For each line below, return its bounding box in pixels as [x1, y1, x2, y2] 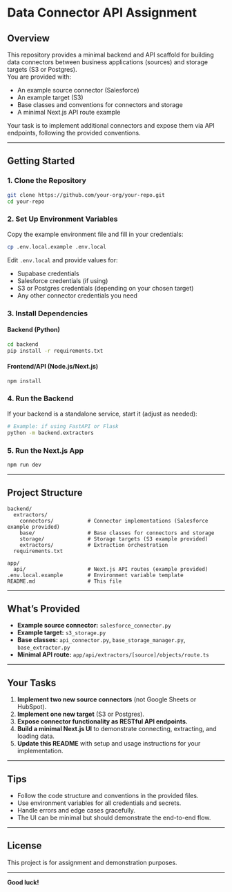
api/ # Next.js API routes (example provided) [13, 565, 209, 572]
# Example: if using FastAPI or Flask [7, 423, 119, 429]
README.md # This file [7, 578, 122, 585]
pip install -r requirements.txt [7, 347, 104, 354]
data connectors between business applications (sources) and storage [7, 58, 209, 66]
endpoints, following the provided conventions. [7, 129, 141, 137]
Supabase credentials [17, 269, 79, 278]
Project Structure [7, 487, 83, 498]
